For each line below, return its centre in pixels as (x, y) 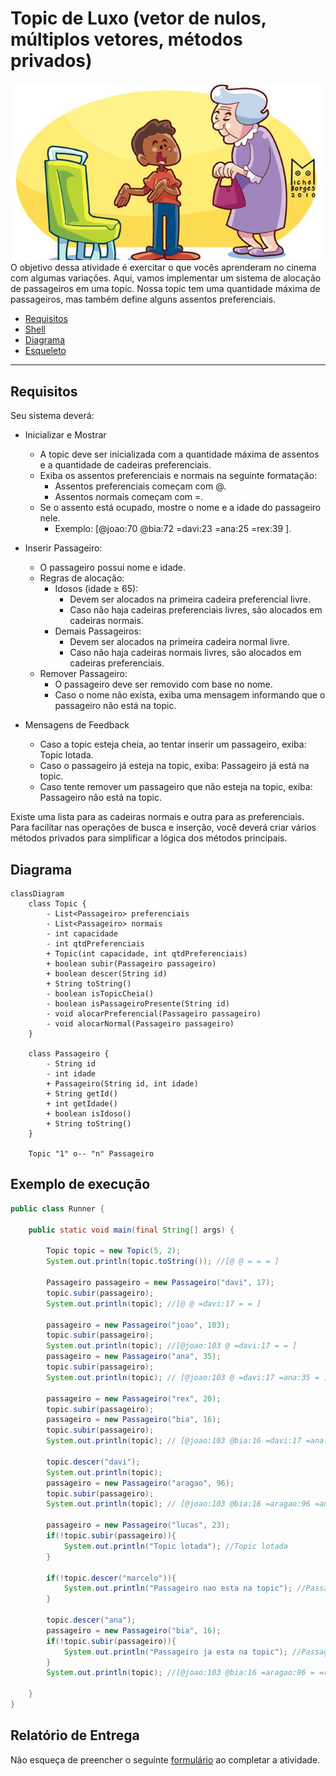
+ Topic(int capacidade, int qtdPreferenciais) (147, 954)
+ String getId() (82, 1094)
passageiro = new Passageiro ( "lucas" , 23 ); (138, 1525)
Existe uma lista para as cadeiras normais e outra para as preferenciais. (157, 817)
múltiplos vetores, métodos (126, 39)
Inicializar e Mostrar (65, 435)
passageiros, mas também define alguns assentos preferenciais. (143, 299)
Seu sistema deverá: (52, 416)
